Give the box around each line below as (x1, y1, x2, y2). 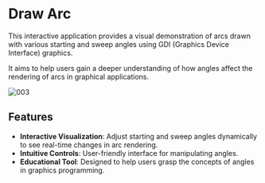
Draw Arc (8, 5, 72, 23)
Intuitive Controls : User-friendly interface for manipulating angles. (19, 148, 239, 158)
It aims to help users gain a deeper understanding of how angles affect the (8, 63, 253, 72)
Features (8, 111, 53, 124)
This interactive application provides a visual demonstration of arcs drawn (8, 31, 251, 41)
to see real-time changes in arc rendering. (19, 140, 158, 150)
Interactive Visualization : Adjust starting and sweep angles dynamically (19, 131, 257, 141)
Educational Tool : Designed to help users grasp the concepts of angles (19, 157, 255, 166)
